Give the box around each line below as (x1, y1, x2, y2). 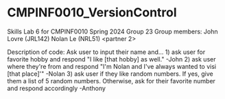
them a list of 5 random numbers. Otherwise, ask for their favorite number (7, 76, 216, 85)
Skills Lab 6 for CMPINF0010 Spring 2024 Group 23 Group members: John (7, 27, 218, 36)
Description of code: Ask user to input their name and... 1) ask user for (7, 48, 206, 56)
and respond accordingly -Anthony (7, 84, 106, 92)
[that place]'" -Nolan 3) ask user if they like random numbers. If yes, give (7, 70, 214, 78)
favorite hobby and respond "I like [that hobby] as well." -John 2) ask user (7, 55, 216, 63)
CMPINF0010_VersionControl (7, 5, 177, 20)
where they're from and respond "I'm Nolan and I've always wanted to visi (7, 62, 217, 70)
